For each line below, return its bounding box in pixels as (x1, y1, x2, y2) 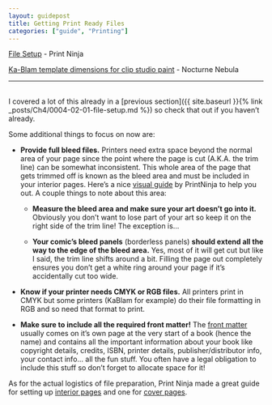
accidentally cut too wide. (32, 271, 119, 281)
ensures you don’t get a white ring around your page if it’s (32, 262, 225, 272)
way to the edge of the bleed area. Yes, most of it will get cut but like (32, 245, 264, 255)
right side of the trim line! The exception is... (32, 221, 180, 231)
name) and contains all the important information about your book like (19, 337, 253, 347)
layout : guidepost (8, 11, 70, 20)
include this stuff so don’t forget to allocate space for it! (19, 363, 206, 373)
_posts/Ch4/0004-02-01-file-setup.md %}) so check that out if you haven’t (8, 105, 260, 115)
